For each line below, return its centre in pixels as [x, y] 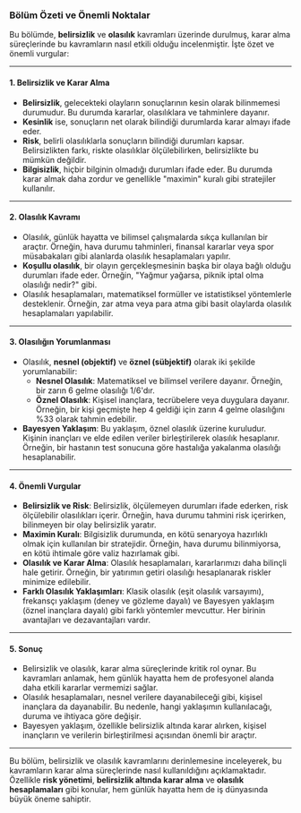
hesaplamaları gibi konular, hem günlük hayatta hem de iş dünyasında [139, 790]
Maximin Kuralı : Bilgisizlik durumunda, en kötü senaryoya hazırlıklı [145, 535]
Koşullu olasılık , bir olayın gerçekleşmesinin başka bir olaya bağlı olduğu [156, 265]
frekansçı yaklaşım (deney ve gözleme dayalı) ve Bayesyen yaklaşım [148, 601]
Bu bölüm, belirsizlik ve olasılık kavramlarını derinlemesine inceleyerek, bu [146, 761]
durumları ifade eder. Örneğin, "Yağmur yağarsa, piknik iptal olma [143, 275]
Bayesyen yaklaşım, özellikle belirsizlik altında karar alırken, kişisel [144, 726]
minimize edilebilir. [56, 582]
